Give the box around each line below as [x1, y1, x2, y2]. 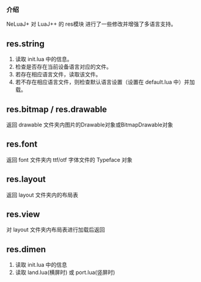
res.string [6, 38, 45, 49]
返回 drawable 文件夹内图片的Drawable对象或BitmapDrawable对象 [6, 121, 174, 128]
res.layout [6, 174, 46, 184]
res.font [6, 139, 38, 150]
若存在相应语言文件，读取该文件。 [15, 71, 101, 78]
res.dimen [6, 244, 46, 255]
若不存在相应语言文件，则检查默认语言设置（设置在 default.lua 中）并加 [15, 78, 196, 86]
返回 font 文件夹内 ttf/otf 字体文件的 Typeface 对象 [6, 156, 133, 163]
